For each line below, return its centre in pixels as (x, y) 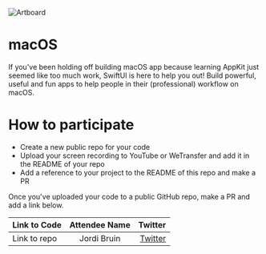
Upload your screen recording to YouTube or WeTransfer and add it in (135, 155)
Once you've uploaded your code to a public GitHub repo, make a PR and (129, 196)
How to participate (71, 125)
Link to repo (35, 238)
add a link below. (36, 205)
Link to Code (37, 224)
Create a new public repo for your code (85, 147)
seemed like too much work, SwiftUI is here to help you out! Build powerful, (132, 75)
